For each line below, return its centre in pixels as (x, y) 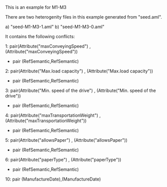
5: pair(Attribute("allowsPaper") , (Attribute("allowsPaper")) (66, 140)
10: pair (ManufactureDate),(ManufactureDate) (53, 179)
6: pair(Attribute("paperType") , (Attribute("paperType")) (63, 160)
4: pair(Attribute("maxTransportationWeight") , (53, 115)
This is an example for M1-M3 (36, 7)
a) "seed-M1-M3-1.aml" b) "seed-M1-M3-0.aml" (55, 27)
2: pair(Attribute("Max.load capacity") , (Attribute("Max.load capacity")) (79, 71)
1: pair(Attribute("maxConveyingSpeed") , (48, 46)
